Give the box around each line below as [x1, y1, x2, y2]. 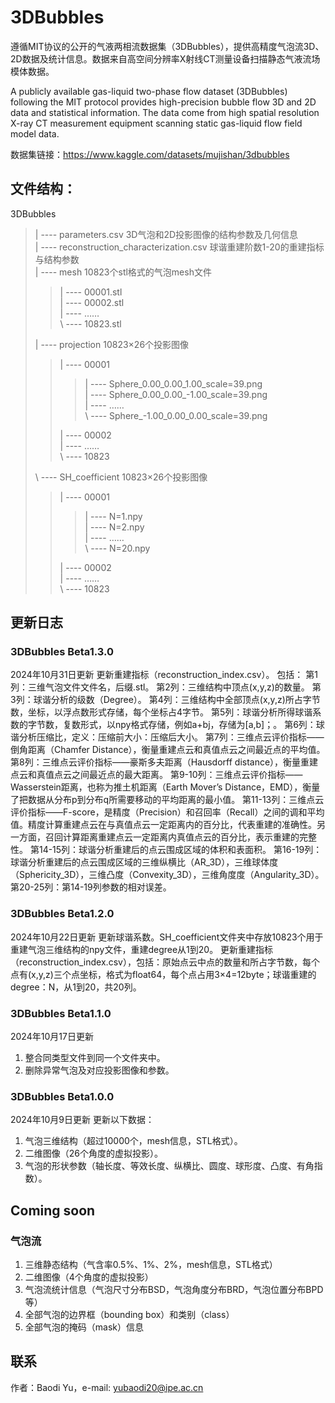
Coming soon [10, 1202, 96, 1219]
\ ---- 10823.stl [59, 317, 122, 330]
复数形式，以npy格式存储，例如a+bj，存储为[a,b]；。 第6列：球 [62, 719, 325, 731]
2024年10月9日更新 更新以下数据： [10, 1114, 155, 1126]
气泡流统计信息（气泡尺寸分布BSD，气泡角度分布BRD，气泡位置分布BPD [24, 1284, 324, 1296]
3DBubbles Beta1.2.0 [10, 907, 115, 921]
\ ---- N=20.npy [84, 542, 151, 554]
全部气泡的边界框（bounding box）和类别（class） [24, 1309, 235, 1321]
